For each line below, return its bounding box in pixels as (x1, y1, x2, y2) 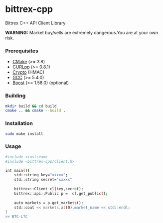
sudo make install (5, 131, 43, 136)
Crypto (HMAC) (12, 69, 45, 75)
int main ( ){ (5, 168, 30, 173)
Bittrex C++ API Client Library (5, 20, 66, 26)
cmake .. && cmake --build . (5, 108, 66, 113)
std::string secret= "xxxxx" (14, 177, 72, 182)
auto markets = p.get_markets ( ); (14, 200, 84, 205)
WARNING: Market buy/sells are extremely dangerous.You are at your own (5, 29, 159, 35)
